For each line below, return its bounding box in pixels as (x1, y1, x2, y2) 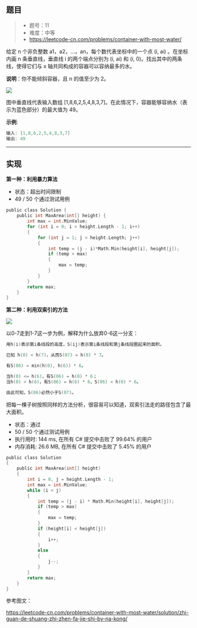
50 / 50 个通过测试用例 (14, 428, 70, 435)
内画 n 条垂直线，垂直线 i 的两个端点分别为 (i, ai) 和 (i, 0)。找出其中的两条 (6, 55, 183, 62)
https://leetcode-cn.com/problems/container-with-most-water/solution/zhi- (6, 609, 189, 616)
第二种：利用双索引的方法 (6, 306, 68, 313)
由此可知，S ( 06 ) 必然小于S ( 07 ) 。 (6, 390, 76, 396)
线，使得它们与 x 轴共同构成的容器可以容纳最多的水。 (6, 62, 135, 69)
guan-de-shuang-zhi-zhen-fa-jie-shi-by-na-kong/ (6, 615, 128, 622)
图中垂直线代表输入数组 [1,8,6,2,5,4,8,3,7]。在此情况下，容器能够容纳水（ (6, 98, 183, 105)
